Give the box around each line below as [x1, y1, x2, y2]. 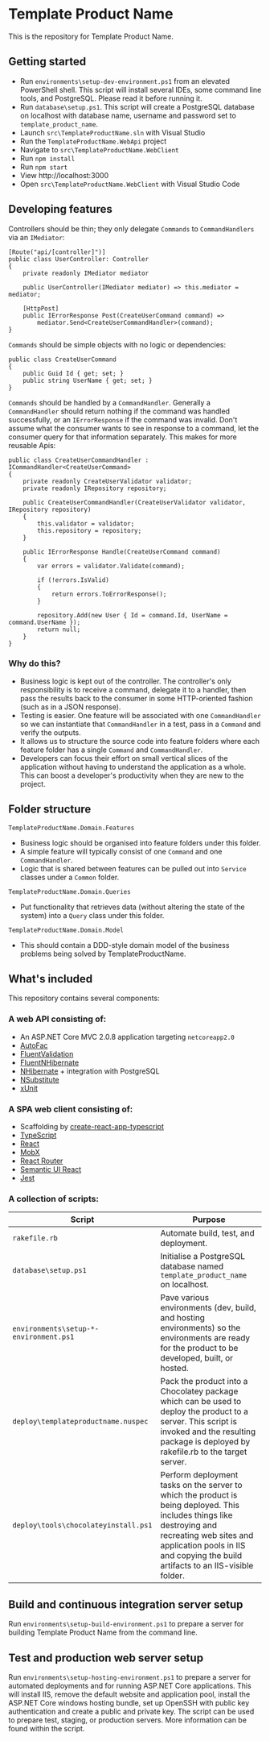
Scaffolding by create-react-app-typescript [19, 1122, 165, 1132]
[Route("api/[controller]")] [8, 247, 106, 256]
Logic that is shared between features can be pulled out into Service [19, 863, 247, 873]
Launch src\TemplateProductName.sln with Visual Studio [19, 127, 206, 137]
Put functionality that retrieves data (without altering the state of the [19, 902, 245, 912]
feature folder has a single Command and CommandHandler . [19, 745, 203, 754]
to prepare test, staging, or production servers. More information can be [8, 1715, 247, 1725]
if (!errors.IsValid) [37, 575, 110, 584]
